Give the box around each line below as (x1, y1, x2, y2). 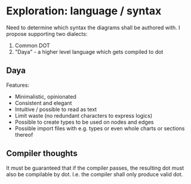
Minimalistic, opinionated (14, 93, 76, 100)
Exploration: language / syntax (6, 4, 162, 18)
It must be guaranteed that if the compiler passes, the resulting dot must (6, 164, 184, 171)
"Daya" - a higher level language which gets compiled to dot (14, 48, 164, 55)
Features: (6, 81, 30, 88)
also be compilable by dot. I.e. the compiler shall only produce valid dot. (6, 170, 183, 177)
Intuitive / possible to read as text (14, 106, 97, 113)
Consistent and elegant (14, 99, 72, 106)
